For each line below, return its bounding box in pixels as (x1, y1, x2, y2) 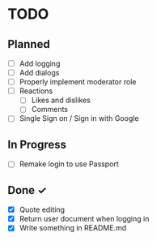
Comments (31, 105, 68, 114)
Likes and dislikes (31, 95, 91, 105)
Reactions (19, 86, 53, 96)
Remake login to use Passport (19, 159, 119, 169)
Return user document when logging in (19, 214, 150, 224)
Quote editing (19, 204, 66, 215)
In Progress (7, 137, 66, 151)
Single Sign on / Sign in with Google (19, 114, 139, 123)
